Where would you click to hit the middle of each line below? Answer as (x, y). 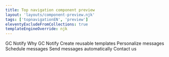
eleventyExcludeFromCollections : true (47, 24)
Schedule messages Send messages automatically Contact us (71, 49)
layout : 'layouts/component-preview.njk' (50, 15)
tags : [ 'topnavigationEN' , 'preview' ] (47, 19)
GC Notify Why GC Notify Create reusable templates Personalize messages (85, 43)
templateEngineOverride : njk (36, 29)
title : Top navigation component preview (50, 10)
